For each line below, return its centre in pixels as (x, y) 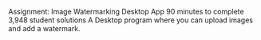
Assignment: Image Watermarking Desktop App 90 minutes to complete (127, 12)
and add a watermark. (45, 28)
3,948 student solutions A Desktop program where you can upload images (131, 20)
